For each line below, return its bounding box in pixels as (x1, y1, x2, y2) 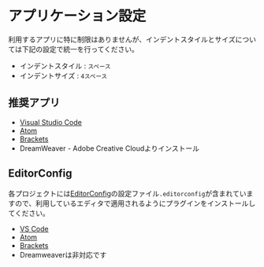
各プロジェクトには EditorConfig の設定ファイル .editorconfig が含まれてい (8, 188, 247, 198)
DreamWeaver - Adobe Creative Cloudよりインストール (19, 143, 199, 153)
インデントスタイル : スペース (19, 60, 111, 71)
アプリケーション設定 (8, 7, 147, 25)
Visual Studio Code (19, 117, 83, 126)
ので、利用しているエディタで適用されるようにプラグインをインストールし (14, 198, 256, 208)
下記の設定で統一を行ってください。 (21, 44, 139, 53)
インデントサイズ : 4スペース (19, 71, 108, 80)
